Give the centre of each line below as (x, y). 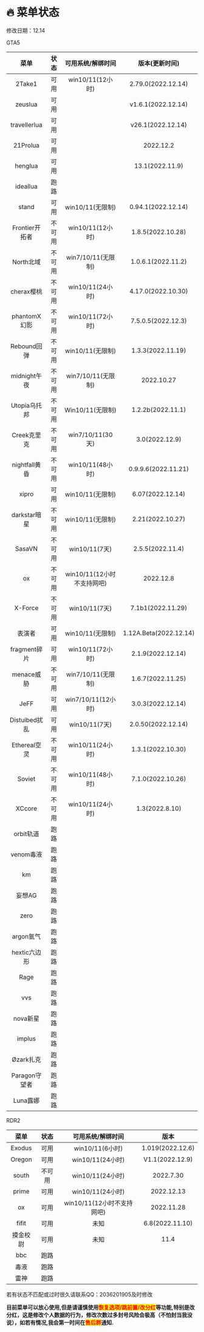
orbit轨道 (26, 834)
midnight (24, 376)
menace (23, 674)
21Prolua (26, 145)
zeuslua (26, 104)
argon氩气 (26, 936)
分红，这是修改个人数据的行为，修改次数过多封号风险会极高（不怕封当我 (97, 1315)
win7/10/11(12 (88, 699)
